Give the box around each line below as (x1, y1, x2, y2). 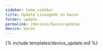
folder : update (5, 17, 38, 22)
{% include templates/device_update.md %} (5, 40, 98, 46)
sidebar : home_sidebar (5, 7, 54, 13)
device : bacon (5, 26, 36, 31)
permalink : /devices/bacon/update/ (5, 21, 81, 27)
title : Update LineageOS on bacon (5, 12, 79, 17)
